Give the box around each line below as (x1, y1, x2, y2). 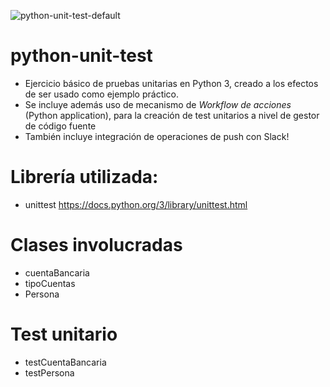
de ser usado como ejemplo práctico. (24, 88, 180, 100)
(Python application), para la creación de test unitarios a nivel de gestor (24, 109, 320, 121)
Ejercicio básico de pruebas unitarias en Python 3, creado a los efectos (24, 77, 319, 89)
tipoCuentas (24, 277, 76, 289)
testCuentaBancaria (24, 356, 107, 368)
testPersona (24, 366, 75, 379)
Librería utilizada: (10, 166, 159, 189)
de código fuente (24, 120, 97, 132)
